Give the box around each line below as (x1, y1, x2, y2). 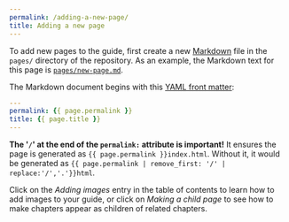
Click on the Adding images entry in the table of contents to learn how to (9, 185, 275, 195)
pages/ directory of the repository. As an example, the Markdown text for (9, 55, 275, 65)
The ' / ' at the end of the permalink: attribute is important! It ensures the (9, 139, 277, 149)
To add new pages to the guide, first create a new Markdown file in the (9, 45, 268, 56)
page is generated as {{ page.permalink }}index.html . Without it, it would (9, 149, 281, 159)
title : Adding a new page (9, 21, 105, 30)
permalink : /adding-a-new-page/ (9, 12, 129, 22)
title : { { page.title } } (9, 115, 101, 124)
